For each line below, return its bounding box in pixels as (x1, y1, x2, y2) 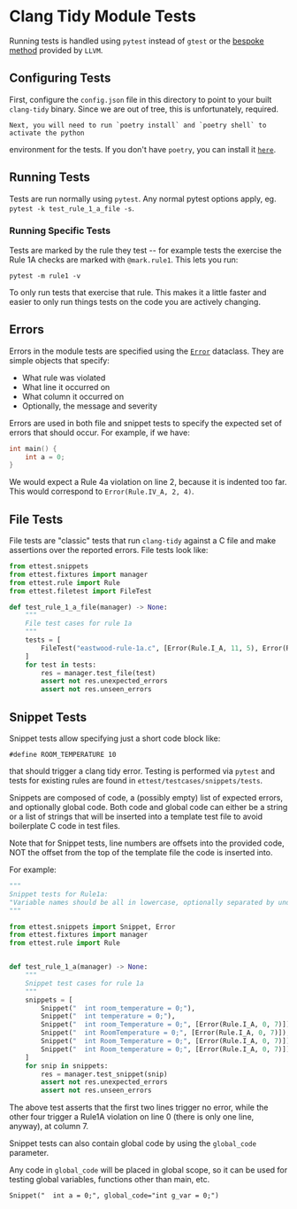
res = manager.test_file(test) (41, 668, 156, 677)
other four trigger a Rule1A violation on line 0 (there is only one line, (9, 1111, 255, 1122)
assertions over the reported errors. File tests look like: (9, 545, 209, 556)
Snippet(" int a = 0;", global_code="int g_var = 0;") (9, 1191, 219, 1200)
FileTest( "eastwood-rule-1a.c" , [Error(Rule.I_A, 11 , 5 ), (41, 643, 259, 652)
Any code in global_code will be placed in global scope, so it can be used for (9, 1165, 288, 1175)
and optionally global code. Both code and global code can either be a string (9, 802, 288, 813)
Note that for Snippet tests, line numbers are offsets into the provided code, (9, 838, 285, 848)
